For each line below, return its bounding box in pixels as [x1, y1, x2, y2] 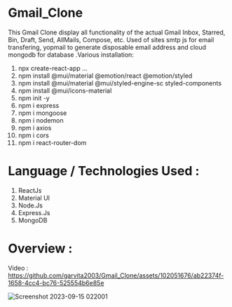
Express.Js [18, 208, 50, 217]
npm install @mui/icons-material [18, 86, 112, 95]
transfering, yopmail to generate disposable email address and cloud [8, 43, 206, 51]
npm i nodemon [18, 116, 64, 124]
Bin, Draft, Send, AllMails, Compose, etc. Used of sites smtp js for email [8, 35, 214, 43]
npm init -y [18, 93, 50, 102]
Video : [8, 264, 29, 272]
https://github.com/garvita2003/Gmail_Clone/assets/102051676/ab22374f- [8, 271, 224, 280]
